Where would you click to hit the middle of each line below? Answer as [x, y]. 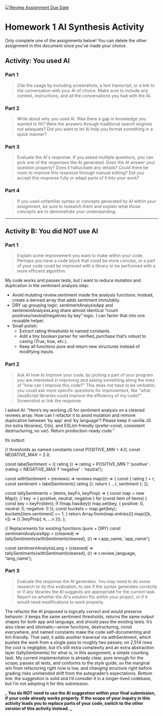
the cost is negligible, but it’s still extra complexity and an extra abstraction [80, 647]
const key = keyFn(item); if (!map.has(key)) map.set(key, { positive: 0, [74, 503]
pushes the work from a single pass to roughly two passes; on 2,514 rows [79, 642]
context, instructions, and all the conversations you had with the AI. [84, 96]
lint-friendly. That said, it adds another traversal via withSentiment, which [78, 637]
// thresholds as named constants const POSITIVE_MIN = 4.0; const [73, 449]
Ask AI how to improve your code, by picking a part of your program [85, 375]
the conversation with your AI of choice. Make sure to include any [82, 90]
